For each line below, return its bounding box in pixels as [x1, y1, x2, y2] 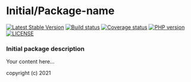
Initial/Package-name [6, 4, 114, 18]
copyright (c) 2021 [6, 70, 52, 77]
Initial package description [6, 44, 85, 53]
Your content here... [6, 58, 55, 65]
